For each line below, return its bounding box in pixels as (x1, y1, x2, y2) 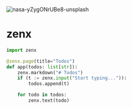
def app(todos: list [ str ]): (6, 64, 78, 70)
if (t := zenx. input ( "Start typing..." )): (17, 75, 127, 82)
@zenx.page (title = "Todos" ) (6, 58, 75, 64)
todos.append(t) (28, 81, 70, 87)
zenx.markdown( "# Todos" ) (17, 69, 84, 76)
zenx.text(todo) (28, 97, 70, 104)
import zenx (6, 47, 37, 53)
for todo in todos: (17, 92, 67, 98)
